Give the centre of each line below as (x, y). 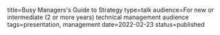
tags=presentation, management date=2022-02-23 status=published (106, 24)
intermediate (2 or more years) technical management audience (98, 17)
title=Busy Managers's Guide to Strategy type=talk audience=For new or (111, 10)
